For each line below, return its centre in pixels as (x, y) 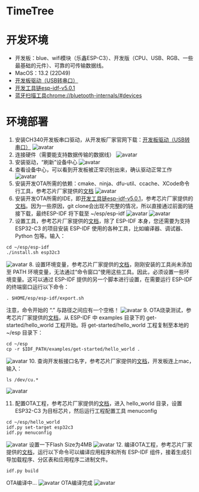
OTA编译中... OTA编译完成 (49, 483)
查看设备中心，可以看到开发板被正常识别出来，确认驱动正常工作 (93, 170)
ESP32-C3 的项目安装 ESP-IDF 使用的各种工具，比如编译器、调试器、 (100, 228)
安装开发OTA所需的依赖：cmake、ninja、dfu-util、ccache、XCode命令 (102, 183)
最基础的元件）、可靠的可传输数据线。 (61, 66)
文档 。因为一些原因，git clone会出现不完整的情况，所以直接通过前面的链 (104, 206)
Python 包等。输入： (40, 236)
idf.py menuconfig (29, 433)
